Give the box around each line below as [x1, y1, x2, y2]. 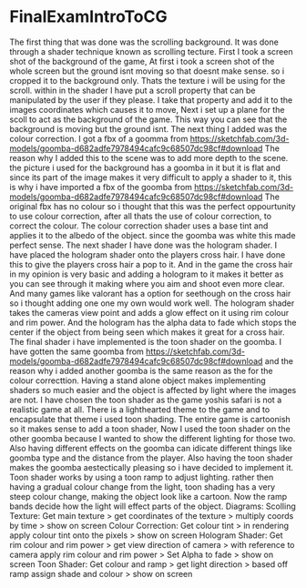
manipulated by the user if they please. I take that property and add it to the [9, 94, 293, 106]
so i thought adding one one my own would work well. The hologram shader [9, 298, 295, 309]
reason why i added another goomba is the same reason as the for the [9, 365, 273, 376]
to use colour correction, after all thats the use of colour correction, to [9, 210, 271, 221]
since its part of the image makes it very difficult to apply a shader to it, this [9, 171, 292, 183]
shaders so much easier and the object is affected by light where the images [9, 384, 297, 395]
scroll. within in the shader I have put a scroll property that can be [9, 85, 257, 96]
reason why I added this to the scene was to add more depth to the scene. [9, 152, 289, 163]
